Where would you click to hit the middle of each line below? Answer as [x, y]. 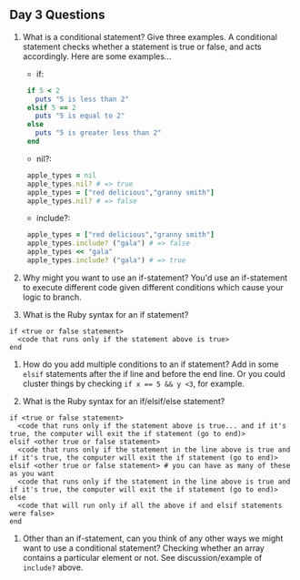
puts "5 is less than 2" [82, 99]
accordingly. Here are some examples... [97, 56]
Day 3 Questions [57, 15]
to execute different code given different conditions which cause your [153, 287]
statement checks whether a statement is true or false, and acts [142, 46]
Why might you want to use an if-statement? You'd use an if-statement [155, 278]
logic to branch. [52, 297]
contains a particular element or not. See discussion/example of [142, 557]
